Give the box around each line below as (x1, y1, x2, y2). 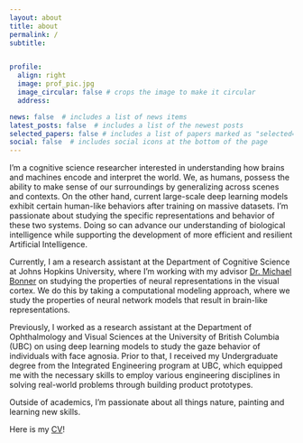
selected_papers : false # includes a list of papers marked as (9, 129, 252, 138)
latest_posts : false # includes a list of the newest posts (9, 121, 244, 130)
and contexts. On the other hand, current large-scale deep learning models (9, 191, 289, 202)
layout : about (9, 13, 63, 23)
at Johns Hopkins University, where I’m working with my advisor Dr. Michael (9, 266, 292, 277)
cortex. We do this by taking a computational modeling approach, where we (9, 285, 290, 296)
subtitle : (9, 38, 47, 48)
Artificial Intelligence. (9, 239, 88, 250)
